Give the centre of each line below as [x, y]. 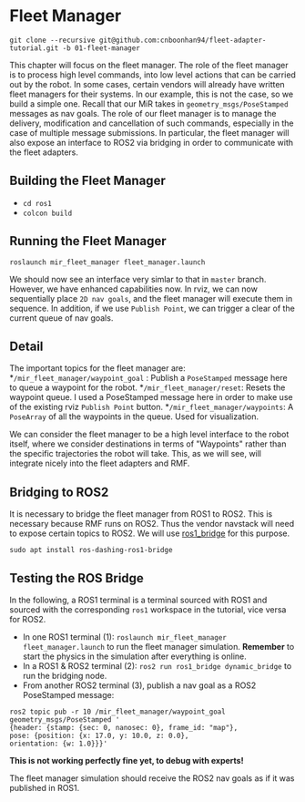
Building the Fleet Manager [87, 181]
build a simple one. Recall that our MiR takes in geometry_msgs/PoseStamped [149, 103]
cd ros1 [37, 203]
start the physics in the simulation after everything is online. [135, 656]
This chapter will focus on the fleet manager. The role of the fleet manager [149, 65]
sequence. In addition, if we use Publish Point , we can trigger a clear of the [152, 308]
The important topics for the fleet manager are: [98, 368]
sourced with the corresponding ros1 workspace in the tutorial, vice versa [148, 610]
